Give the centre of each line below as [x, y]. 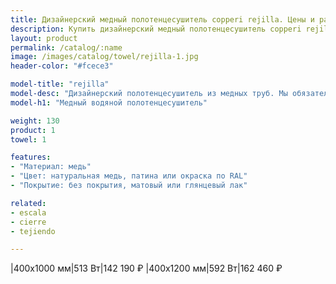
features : [31, 157]
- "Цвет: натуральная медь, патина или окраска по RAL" [129, 176]
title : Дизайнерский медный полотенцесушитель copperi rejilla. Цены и [162, 19]
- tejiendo [33, 231]
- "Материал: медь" [51, 167]
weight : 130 [35, 121]
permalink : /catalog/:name [66, 47]
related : [28, 203]
